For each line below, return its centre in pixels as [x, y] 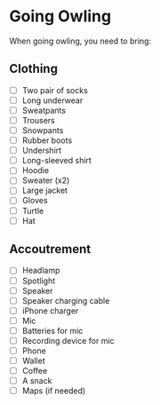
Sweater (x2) [46, 180]
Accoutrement [50, 249]
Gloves [35, 201]
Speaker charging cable [66, 300]
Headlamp [41, 270]
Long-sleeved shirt [56, 161]
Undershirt [42, 151]
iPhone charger [50, 310]
